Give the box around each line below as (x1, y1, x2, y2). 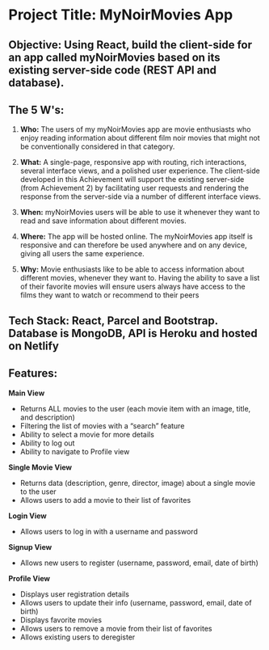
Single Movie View (8, 462, 73, 472)
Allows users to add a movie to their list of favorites (19, 495, 191, 504)
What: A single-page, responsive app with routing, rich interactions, (19, 158, 247, 167)
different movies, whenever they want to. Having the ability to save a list (19, 273, 260, 283)
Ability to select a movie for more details (19, 429, 155, 439)
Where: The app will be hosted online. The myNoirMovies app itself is (19, 232, 253, 242)
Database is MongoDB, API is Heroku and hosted (8, 326, 258, 340)
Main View (8, 388, 45, 398)
